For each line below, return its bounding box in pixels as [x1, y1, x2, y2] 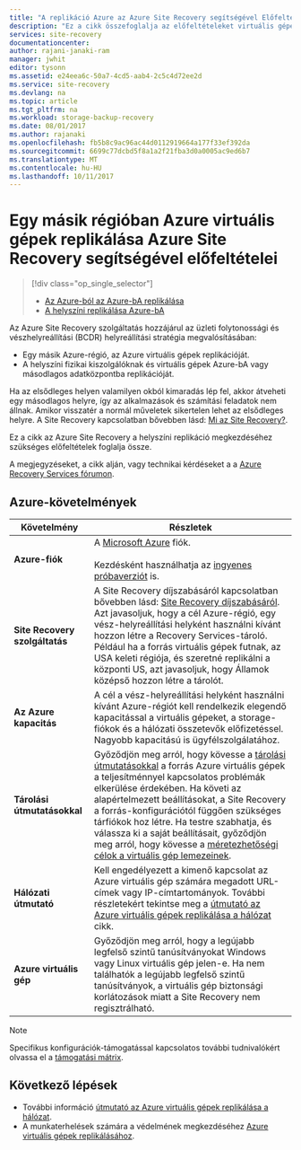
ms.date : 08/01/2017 [9, 122, 87, 131]
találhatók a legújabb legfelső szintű [93, 969, 245, 980]
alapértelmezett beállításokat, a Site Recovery [93, 794, 287, 805]
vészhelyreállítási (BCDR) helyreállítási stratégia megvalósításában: [9, 332, 257, 343]
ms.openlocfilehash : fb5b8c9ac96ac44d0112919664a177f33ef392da [9, 138, 251, 147]
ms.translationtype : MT [9, 154, 99, 164]
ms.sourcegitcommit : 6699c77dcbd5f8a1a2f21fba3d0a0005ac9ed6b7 [9, 146, 251, 155]
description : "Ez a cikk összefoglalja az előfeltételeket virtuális [9, 22, 275, 31]
